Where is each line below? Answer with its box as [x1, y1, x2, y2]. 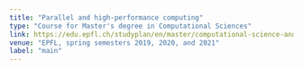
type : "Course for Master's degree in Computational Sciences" [9, 22, 252, 30]
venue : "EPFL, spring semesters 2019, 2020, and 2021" [9, 38, 220, 47]
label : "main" [9, 47, 63, 56]
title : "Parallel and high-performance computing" [9, 13, 204, 22]
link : [9, 30, 30, 39]
